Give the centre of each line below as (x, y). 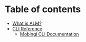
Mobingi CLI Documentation (49, 34)
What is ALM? (27, 23)
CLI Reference (27, 28)
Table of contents (43, 9)
